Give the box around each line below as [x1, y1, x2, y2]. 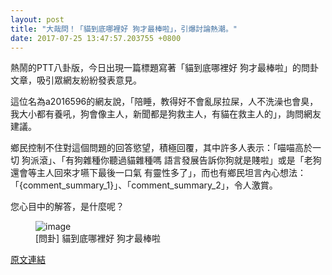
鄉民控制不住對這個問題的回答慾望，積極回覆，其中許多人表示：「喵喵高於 [10, 142, 313, 154]
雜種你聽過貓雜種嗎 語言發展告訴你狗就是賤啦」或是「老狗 [82, 154, 322, 166]
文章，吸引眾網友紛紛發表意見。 [10, 74, 142, 86]
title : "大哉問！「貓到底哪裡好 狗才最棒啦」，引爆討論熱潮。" [10, 24, 238, 34]
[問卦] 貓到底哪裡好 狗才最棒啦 [35, 232, 162, 245]
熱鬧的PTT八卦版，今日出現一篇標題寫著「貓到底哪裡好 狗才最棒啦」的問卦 [10, 62, 319, 74]
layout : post [10, 14, 65, 25]
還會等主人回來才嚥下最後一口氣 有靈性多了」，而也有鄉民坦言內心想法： [10, 167, 307, 179]
